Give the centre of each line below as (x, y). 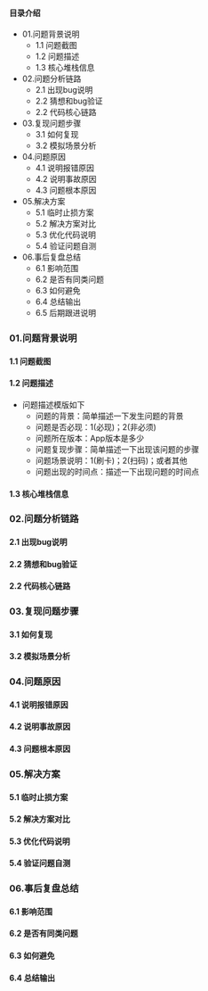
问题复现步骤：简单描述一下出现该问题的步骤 (117, 449)
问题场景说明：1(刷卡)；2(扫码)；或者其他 (112, 460)
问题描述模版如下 (53, 404)
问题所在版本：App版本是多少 (90, 438)
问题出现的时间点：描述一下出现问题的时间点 (117, 471)
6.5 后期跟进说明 (65, 313)
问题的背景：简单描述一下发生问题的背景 (109, 416)
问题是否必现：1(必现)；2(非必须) (96, 426)
